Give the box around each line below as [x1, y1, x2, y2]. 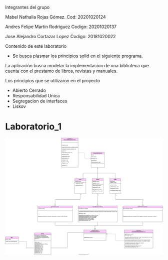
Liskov [12, 103, 26, 109]
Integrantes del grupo [5, 5, 50, 10]
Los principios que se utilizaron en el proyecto [5, 78, 100, 83]
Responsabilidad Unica [12, 93, 60, 98]
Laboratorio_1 [5, 121, 62, 133]
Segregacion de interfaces [12, 98, 67, 104]
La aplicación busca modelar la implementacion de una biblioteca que [5, 63, 149, 68]
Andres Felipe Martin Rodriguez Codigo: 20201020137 [5, 24, 117, 30]
